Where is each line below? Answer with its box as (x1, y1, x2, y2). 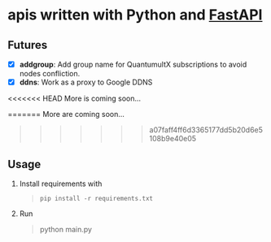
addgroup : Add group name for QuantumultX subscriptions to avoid (19, 59, 247, 69)
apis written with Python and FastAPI (7, 6, 263, 24)
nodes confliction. (19, 69, 81, 79)
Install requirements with (19, 179, 103, 188)
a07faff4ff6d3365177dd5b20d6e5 (149, 125, 264, 135)
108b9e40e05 (149, 134, 197, 144)
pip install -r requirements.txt (39, 194, 154, 202)
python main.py (39, 224, 93, 234)
